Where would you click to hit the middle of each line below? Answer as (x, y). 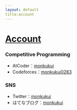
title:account (20, 14)
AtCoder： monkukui (33, 65)
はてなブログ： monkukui (38, 103)
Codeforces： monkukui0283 (42, 72)
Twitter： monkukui (32, 97)
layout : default (22, 10)
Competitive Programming (38, 54)
